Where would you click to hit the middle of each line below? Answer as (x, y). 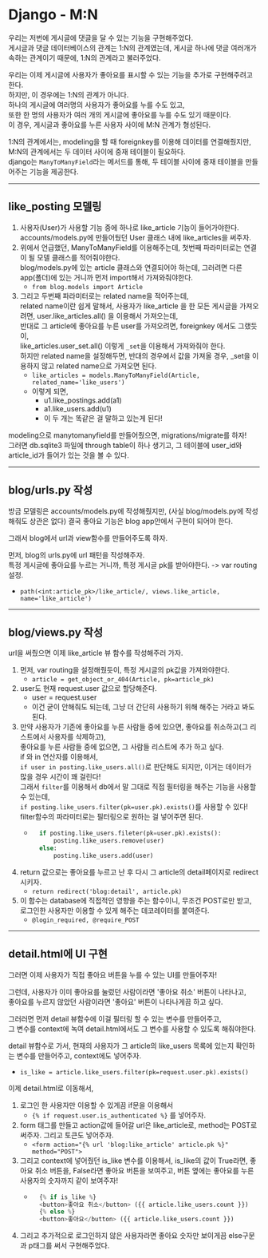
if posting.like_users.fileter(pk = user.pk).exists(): (130, 833)
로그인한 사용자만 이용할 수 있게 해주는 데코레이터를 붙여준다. (114, 910)
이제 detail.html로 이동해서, (51, 1088)
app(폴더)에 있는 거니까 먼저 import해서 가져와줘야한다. (106, 277)
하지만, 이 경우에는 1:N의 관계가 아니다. (69, 94)
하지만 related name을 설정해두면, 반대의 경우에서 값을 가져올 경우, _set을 (135, 355)
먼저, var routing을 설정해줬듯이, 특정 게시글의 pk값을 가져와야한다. (124, 670)
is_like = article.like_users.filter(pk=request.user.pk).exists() (134, 1072)
